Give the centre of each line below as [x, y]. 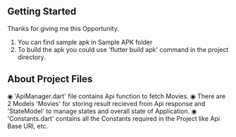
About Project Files [50, 79]
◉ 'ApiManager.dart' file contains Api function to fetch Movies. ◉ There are [117, 96]
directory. [31, 57]
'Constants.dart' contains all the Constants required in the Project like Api [114, 118]
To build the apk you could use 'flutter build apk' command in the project [123, 49]
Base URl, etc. [27, 126]
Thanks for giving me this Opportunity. [63, 28]
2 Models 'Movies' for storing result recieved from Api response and [106, 103]
